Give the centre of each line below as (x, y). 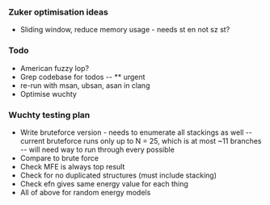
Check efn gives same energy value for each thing (104, 183)
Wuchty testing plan (49, 115)
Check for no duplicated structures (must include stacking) (118, 175)
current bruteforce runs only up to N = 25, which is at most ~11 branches (141, 140)
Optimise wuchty (48, 94)
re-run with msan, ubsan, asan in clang (85, 85)
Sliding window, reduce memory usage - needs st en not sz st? (125, 30)
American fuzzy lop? (55, 68)
